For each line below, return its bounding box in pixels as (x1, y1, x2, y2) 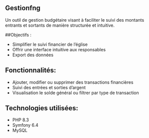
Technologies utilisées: (5, 104, 78, 112)
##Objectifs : (5, 32, 32, 37)
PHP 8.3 (12, 117, 29, 123)
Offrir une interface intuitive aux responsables (12, 46, 106, 52)
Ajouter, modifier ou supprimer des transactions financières (12, 79, 134, 85)
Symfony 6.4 (12, 122, 38, 128)
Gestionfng (5, 4, 41, 12)
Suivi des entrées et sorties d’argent (12, 84, 86, 90)
